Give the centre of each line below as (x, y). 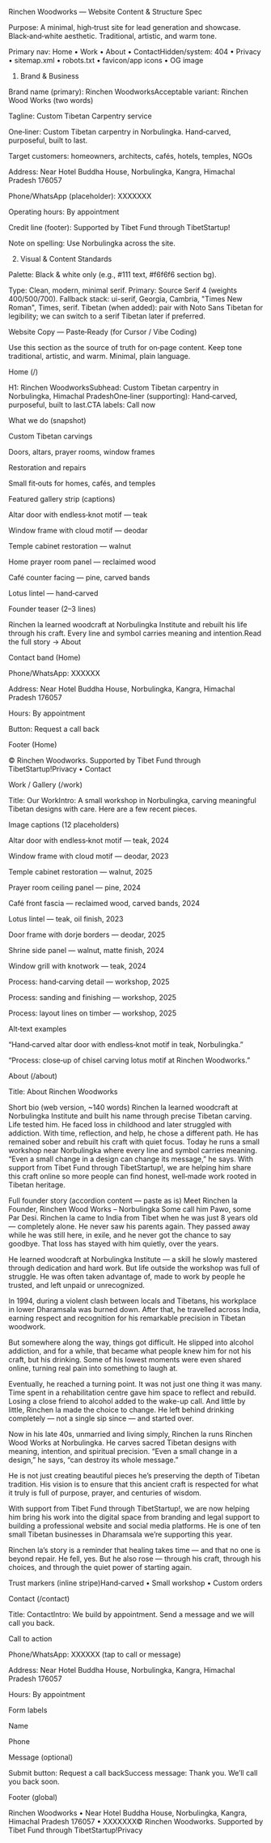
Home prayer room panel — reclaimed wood (82, 562)
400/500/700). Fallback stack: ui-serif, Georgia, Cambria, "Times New (125, 299)
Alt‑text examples (38, 1029)
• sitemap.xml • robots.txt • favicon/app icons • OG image (106, 60)
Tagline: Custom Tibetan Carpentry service (80, 116)
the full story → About (45, 642)
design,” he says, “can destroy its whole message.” (93, 1460)
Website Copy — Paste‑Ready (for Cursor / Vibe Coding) (103, 332)
